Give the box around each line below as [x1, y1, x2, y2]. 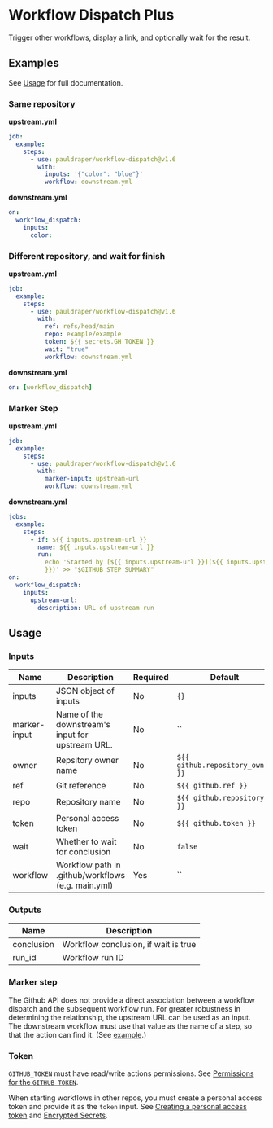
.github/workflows [55, 870, 126, 881]
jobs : [8, 513, 27, 521]
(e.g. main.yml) [55, 880, 114, 891]
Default [210, 672, 240, 683]
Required [132, 672, 169, 683]
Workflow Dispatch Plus [8, 6, 175, 24]
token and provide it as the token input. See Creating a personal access [8, 1101, 248, 1111]
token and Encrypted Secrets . [8, 1110, 108, 1120]
